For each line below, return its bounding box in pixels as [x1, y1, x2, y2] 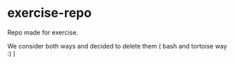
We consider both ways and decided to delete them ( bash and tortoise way [7, 41, 228, 50]
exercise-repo [7, 5, 92, 21]
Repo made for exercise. [7, 28, 79, 37]
